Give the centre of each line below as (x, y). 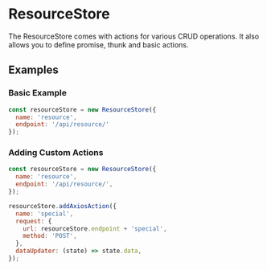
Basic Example (37, 93)
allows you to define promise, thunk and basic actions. (99, 44)
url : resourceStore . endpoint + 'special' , (95, 229)
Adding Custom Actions (56, 153)
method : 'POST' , (50, 236)
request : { (34, 221)
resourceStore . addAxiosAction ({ (62, 206)
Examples (33, 70)
